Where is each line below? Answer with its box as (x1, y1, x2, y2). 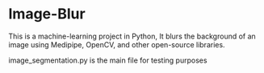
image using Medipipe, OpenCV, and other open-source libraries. (8, 39, 225, 49)
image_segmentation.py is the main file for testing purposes (8, 55, 207, 65)
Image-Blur (8, 5, 86, 23)
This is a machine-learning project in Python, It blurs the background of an (8, 31, 256, 41)
